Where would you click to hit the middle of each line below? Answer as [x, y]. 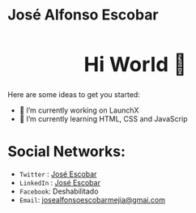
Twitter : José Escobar [58, 174]
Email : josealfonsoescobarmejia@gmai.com [92, 199]
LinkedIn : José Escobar [60, 182]
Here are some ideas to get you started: [74, 94]
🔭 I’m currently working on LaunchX [79, 110]
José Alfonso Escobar [83, 15]
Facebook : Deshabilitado [59, 191]
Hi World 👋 [135, 64]
